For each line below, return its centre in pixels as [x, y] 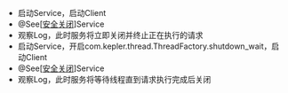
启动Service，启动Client [62, 13]
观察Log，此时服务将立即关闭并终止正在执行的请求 [110, 35]
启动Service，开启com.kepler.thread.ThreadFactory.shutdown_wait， [144, 46]
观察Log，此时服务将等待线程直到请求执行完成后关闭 [114, 79]
